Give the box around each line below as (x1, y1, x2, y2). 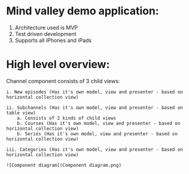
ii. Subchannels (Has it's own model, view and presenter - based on (6, 105, 184, 111)
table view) (6, 109, 36, 116)
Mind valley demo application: (6, 4, 160, 18)
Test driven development (14, 30, 77, 37)
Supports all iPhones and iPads (14, 36, 92, 44)
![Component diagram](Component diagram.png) (6, 162, 121, 168)
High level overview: (6, 58, 110, 71)
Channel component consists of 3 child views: (6, 77, 120, 84)
